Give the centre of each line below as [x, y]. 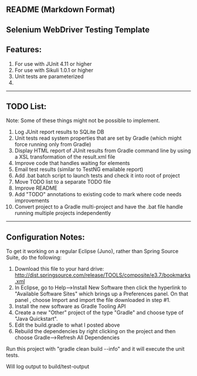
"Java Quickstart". [36, 319]
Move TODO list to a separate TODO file [63, 182]
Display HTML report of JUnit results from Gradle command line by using [103, 151]
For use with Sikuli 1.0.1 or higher [54, 70]
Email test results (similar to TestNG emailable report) [79, 169]
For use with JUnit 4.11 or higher [53, 63]
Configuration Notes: [45, 237]
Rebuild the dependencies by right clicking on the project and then [95, 331]
